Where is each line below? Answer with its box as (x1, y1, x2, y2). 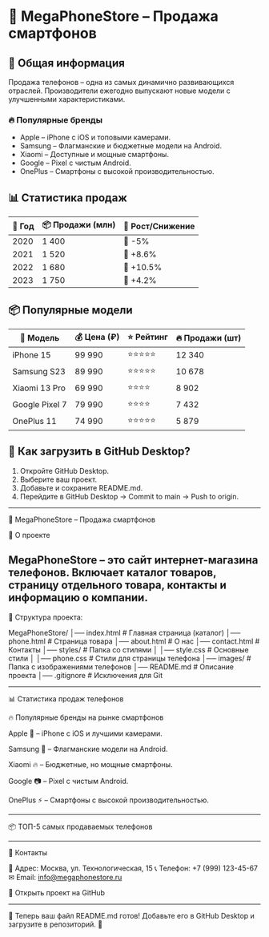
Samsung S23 (12, 366, 66, 378)
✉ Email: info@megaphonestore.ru (8, 872, 122, 882)
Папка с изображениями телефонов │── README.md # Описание (8, 661, 235, 672)
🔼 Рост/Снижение (123, 220, 195, 232)
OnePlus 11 (12, 416, 58, 427)
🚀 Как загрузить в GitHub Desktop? (8, 445, 191, 458)
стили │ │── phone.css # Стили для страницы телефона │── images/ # (8, 653, 251, 663)
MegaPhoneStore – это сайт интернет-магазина (8, 553, 259, 567)
